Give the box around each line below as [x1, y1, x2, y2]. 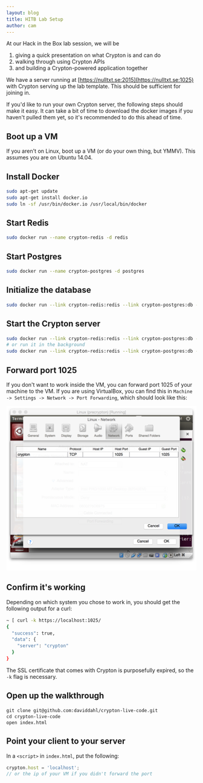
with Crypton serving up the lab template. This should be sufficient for [6, 82, 181, 90]
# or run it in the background [6, 342, 85, 348]
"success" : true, [11, 630, 56, 636]
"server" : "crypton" [17, 643, 69, 649]
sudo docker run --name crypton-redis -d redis [6, 235, 129, 241]
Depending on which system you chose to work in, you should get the [6, 598, 180, 605]
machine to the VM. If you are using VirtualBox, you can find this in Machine [6, 387, 193, 395]
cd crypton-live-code [6, 713, 61, 719]
